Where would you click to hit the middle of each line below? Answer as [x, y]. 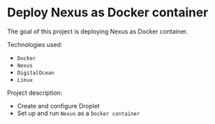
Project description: [35, 93]
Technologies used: [35, 44]
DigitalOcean [36, 73]
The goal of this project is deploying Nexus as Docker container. [98, 31]
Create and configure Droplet [58, 106]
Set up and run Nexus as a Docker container [78, 113]
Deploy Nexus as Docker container [108, 13]
